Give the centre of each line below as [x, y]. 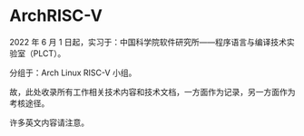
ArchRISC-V [56, 16]
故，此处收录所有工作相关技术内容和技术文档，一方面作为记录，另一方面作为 [152, 92]
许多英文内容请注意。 [49, 122]
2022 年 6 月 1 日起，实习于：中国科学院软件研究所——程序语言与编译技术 [148, 42]
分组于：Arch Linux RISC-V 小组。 [73, 73]
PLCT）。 [49, 53]
